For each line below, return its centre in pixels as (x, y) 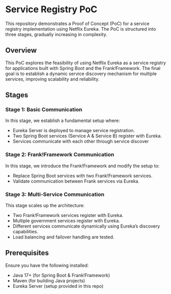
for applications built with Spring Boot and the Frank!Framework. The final (83, 68)
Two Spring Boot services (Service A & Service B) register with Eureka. (87, 136)
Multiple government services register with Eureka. (66, 221)
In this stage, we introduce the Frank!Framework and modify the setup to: (82, 166)
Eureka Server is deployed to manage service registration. (74, 131)
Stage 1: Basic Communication (44, 110)
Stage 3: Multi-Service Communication (55, 194)
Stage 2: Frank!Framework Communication (60, 155)
